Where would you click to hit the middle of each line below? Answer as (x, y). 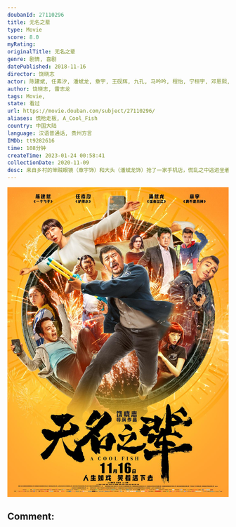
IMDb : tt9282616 (31, 140)
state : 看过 (24, 104)
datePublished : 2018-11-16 (47, 67)
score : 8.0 (23, 37)
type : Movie (25, 29)
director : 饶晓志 (31, 74)
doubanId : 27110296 (36, 15)
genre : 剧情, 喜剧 (32, 60)
